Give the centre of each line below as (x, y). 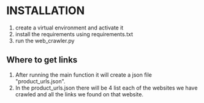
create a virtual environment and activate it (69, 28)
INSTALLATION (45, 11)
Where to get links (42, 60)
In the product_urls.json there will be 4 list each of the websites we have (106, 88)
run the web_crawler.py (45, 40)
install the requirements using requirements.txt (74, 34)
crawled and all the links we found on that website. (79, 94)
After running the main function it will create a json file (83, 75)
